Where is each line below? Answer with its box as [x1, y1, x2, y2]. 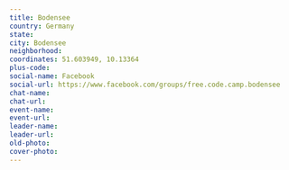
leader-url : [9, 130, 54, 139]
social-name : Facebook [9, 72, 95, 81]
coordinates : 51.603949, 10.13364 [9, 55, 140, 64]
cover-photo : [9, 147, 59, 156]
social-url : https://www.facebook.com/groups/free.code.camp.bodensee [9, 80, 281, 89]
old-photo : [9, 139, 51, 148]
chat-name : [9, 88, 51, 97]
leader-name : [9, 122, 59, 131]
